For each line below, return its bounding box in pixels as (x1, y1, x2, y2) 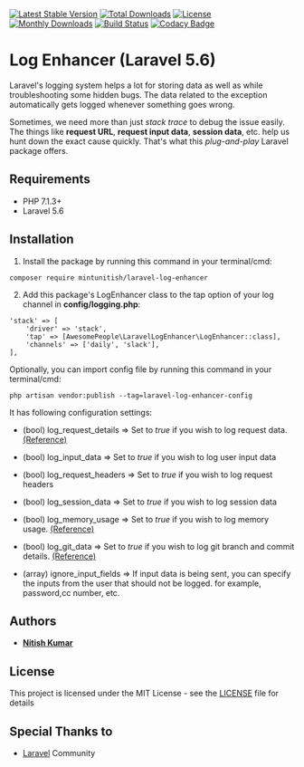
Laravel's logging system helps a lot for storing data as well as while (9, 80, 264, 91)
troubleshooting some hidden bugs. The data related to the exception (9, 89, 268, 100)
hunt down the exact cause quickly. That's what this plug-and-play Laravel (9, 136, 290, 147)
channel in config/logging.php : (22, 299, 141, 310)
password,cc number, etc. (22, 587, 120, 598)
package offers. (9, 145, 69, 156)
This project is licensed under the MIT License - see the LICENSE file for (9, 688, 279, 699)
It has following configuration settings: (9, 407, 152, 417)
